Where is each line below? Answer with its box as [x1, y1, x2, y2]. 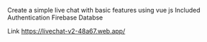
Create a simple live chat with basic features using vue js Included [7, 6, 201, 14]
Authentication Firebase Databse [7, 13, 103, 22]
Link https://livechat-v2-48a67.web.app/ [7, 27, 125, 35]
